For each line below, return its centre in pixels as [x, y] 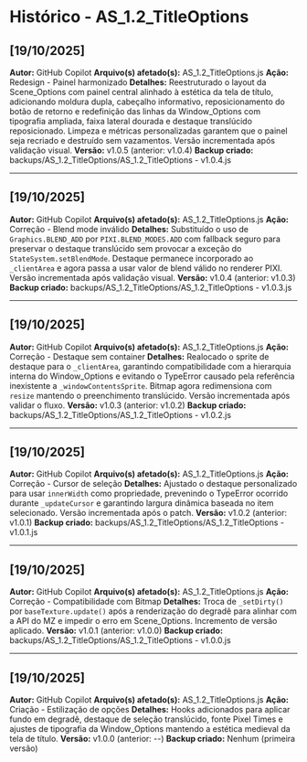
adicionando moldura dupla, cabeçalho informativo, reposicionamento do [147, 102]
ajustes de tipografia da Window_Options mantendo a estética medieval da [150, 729]
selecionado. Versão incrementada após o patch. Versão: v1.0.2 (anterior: [148, 513]
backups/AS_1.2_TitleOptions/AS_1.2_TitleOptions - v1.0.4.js [120, 160]
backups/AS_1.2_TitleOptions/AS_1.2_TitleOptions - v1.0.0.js [120, 640]
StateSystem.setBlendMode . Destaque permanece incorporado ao [132, 258]
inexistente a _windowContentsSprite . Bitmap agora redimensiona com [141, 385]
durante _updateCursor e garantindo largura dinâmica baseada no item [142, 503]
